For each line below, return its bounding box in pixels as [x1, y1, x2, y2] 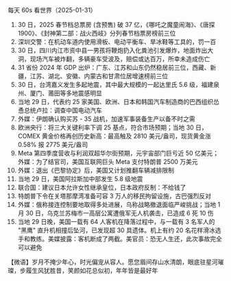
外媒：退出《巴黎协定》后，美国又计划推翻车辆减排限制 [17, 167, 174, 174]
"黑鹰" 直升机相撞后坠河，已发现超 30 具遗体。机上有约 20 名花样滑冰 [17, 226, 215, 234]
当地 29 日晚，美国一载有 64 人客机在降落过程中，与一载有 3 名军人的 [17, 218, 215, 225]
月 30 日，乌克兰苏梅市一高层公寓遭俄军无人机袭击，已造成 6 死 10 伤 [17, 209, 215, 217]
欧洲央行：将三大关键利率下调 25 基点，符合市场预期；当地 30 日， [17, 123, 208, 132]
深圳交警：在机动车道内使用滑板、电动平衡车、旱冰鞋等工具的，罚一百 [17, 38, 217, 46]
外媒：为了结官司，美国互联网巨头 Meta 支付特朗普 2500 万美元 [17, 158, 198, 166]
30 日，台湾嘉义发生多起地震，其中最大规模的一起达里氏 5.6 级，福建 [17, 81, 214, 88]
